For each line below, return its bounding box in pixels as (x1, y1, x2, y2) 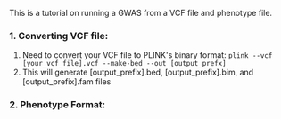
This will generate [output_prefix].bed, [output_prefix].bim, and (21, 67, 254, 78)
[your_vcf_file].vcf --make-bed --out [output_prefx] (21, 59, 227, 68)
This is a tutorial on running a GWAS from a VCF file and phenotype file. (9, 8, 273, 18)
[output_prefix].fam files (21, 76, 112, 87)
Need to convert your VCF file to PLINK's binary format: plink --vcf (21, 50, 273, 60)
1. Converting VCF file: (9, 29, 109, 42)
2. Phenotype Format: (9, 99, 105, 111)
